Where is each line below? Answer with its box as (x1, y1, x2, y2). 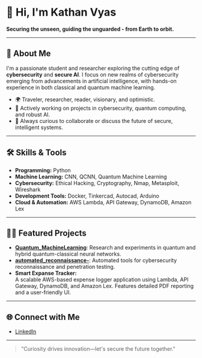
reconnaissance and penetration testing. (14, 263, 115, 271)
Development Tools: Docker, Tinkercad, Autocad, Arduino (14, 192, 159, 199)
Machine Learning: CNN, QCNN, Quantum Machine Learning (14, 173, 167, 180)
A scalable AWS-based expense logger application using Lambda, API (14, 276, 189, 283)
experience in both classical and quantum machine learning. (6, 84, 156, 91)
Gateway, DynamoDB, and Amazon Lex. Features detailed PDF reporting (14, 283, 194, 290)
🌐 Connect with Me (6, 312, 80, 322)
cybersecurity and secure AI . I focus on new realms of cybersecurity (6, 71, 179, 78)
